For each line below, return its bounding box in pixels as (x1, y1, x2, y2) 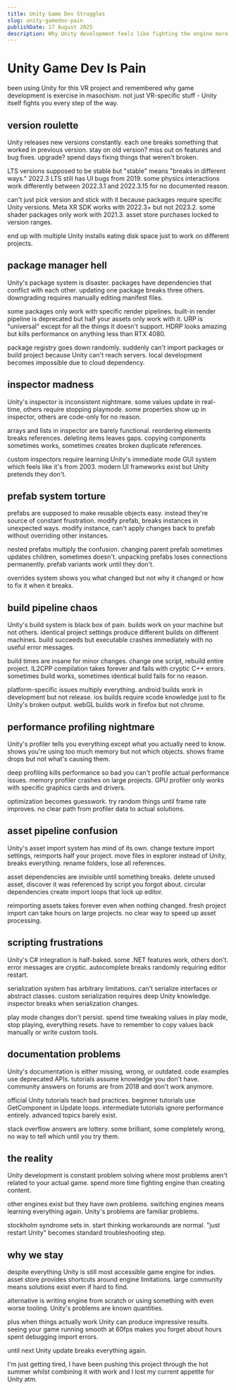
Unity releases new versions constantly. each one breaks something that (7, 138, 218, 146)
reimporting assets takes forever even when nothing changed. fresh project (7, 901, 227, 910)
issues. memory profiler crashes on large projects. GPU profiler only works (7, 776, 225, 785)
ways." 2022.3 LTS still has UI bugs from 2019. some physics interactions (7, 174, 220, 182)
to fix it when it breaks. (7, 581, 74, 590)
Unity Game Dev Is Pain (7, 61, 147, 76)
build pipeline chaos (7, 602, 98, 614)
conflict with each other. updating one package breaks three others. (7, 285, 205, 294)
